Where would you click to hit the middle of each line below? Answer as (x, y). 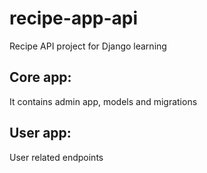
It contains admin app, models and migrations (103, 101)
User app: (40, 133)
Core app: (40, 77)
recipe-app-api (74, 18)
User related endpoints (56, 157)
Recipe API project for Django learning (88, 46)
